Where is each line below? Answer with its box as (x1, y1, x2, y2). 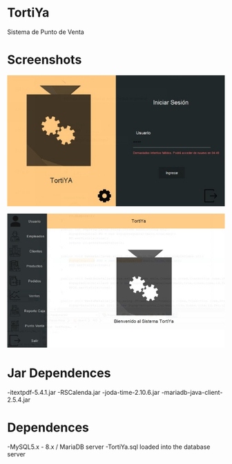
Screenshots (7, 52, 82, 68)
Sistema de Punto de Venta (7, 28, 84, 36)
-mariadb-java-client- (161, 388, 223, 396)
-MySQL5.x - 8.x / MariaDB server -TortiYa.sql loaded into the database (7, 443, 211, 451)
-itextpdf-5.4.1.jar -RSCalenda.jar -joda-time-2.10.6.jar (7, 388, 160, 396)
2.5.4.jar (7, 396, 31, 404)
